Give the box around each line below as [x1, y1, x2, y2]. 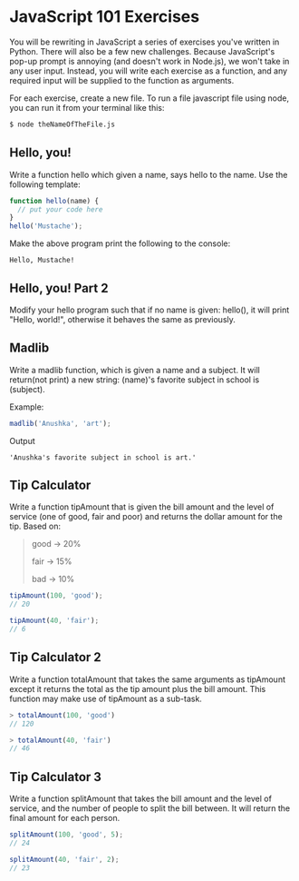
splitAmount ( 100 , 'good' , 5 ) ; [9, 830, 124, 839]
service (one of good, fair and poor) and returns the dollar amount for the [9, 511, 283, 522]
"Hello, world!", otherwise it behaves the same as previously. [9, 313, 236, 324]
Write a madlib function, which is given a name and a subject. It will [9, 364, 260, 375]
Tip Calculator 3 [9, 769, 102, 785]
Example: [9, 401, 44, 412]
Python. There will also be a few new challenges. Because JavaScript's [9, 45, 275, 56]
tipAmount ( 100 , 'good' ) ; [9, 591, 103, 600]
